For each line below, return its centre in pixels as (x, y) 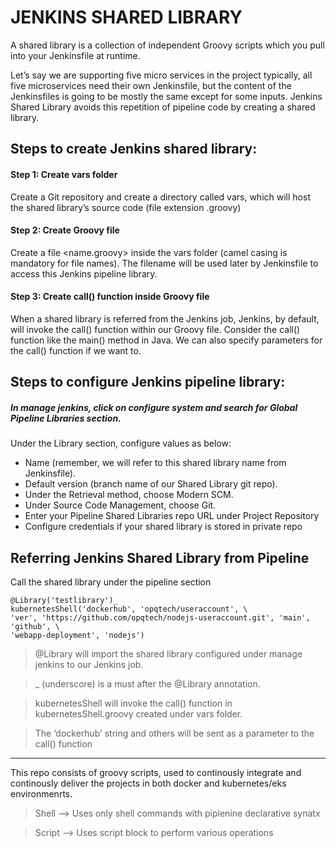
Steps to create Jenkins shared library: (134, 149)
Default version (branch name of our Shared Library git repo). (151, 484)
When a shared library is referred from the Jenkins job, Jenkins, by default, (165, 318)
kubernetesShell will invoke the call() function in (133, 703)
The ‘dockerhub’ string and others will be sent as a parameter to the (174, 733)
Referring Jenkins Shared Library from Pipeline (160, 557)
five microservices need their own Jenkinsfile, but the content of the (151, 85)
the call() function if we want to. (76, 350)
